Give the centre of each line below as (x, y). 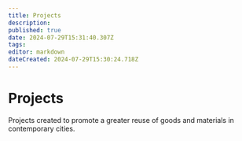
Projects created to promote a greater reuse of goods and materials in (121, 120)
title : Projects (35, 15)
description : (29, 23)
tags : (17, 45)
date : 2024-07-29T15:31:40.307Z (61, 37)
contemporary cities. (42, 128)
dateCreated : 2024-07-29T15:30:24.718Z (73, 60)
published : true (35, 30)
